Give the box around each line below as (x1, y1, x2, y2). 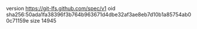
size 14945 (30, 17, 57, 24)
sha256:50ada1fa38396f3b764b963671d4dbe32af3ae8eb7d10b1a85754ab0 (6, 11, 192, 18)
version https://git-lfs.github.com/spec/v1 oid (6, 5, 116, 12)
